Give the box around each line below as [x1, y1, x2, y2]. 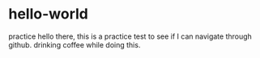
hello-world [8, 5, 89, 23]
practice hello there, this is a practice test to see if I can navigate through [8, 31, 253, 41]
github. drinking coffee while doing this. [8, 39, 141, 49]
